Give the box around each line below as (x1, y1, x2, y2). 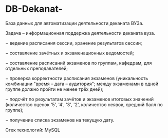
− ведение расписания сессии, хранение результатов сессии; (5, 40, 142, 46)
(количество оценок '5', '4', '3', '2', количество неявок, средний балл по (5, 101, 163, 108)
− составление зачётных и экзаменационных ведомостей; (5, 50, 135, 56)
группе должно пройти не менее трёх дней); (5, 86, 104, 92)
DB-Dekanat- (5, 3, 63, 15)
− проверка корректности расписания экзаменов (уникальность (5, 75, 148, 81)
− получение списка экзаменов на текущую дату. (5, 116, 115, 123)
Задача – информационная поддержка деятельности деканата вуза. (5, 30, 156, 36)
